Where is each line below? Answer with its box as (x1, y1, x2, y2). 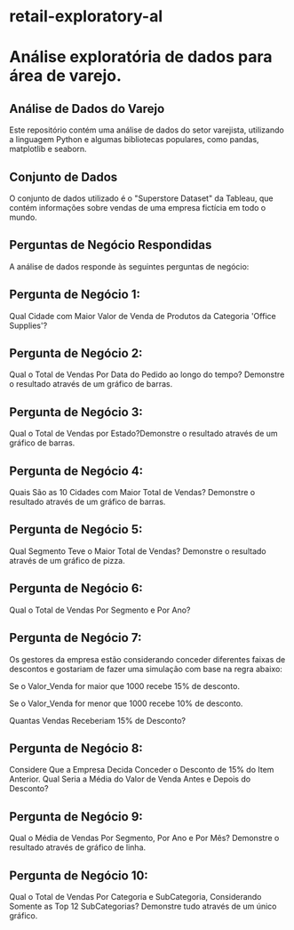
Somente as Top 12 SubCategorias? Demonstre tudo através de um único (9, 901, 277, 911)
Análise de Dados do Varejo (9, 100, 165, 116)
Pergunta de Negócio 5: (9, 522, 143, 537)
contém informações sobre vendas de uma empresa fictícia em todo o (9, 203, 266, 212)
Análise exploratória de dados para (9, 47, 273, 68)
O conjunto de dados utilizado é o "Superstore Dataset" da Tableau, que (9, 193, 274, 204)
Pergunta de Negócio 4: (9, 463, 144, 478)
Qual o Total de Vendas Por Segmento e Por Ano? (9, 605, 191, 615)
